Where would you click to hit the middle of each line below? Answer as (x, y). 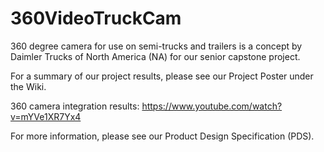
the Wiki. (28, 86)
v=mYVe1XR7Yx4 (46, 116)
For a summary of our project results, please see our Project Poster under (162, 76)
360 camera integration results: (75, 106)
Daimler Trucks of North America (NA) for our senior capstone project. (155, 56)
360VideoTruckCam (96, 18)
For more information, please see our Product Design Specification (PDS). (162, 136)
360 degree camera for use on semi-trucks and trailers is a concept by (156, 46)
